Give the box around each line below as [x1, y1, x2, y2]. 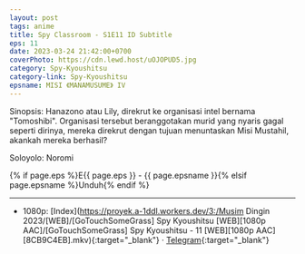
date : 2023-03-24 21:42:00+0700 [9, 47, 132, 56]
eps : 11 [9, 38, 39, 48]
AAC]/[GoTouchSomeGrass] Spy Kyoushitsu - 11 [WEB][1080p [22, 224, 254, 236]
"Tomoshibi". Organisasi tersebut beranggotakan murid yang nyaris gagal [9, 115, 284, 126]
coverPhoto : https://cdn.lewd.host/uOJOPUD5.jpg [9, 55, 197, 64]
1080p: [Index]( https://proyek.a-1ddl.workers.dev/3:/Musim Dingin [22, 205, 271, 216]
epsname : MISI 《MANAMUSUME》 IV [9, 81, 126, 90]
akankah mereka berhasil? [9, 134, 108, 145]
